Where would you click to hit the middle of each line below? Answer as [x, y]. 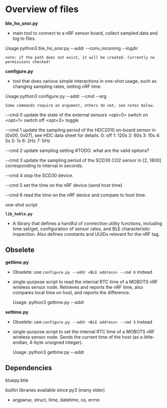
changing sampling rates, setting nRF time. [57, 86]
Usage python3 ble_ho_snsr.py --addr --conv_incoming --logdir [72, 48]
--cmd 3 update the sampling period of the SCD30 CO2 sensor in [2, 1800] [83, 160]
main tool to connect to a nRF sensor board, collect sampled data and [85, 33]
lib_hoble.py [19, 214]
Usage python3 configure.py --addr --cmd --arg [56, 96]
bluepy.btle [17, 380]
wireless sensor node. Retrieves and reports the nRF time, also [78, 287]
